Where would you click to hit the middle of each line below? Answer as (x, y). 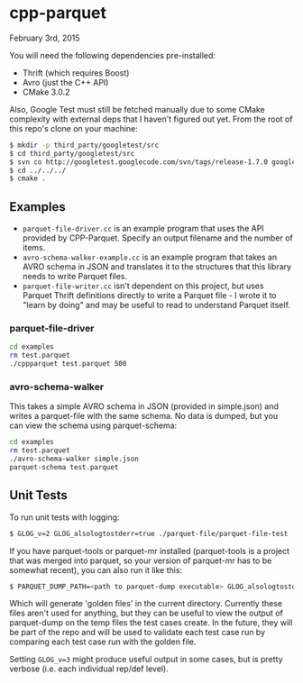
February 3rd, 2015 (45, 38)
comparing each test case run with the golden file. (103, 642)
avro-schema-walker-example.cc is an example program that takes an (150, 257)
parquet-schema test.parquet (64, 467)
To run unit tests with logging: (64, 517)
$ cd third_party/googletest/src (72, 153)
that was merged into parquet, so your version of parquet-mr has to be (141, 560)
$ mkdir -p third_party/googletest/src (84, 145)
